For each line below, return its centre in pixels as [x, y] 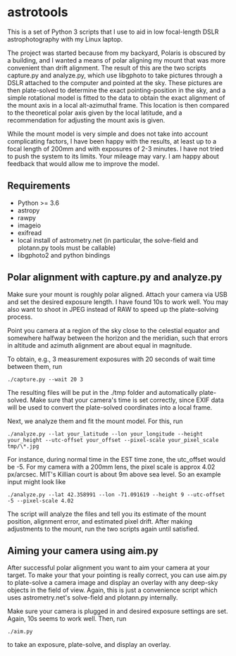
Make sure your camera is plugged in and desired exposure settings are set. [118, 611]
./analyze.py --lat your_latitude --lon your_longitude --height [105, 434]
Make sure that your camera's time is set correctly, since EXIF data [127, 400]
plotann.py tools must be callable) [67, 248]
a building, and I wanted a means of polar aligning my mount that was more [117, 60]
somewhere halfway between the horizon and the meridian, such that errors [118, 338]
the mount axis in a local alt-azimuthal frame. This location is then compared [118, 105]
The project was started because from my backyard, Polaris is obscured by [117, 53]
